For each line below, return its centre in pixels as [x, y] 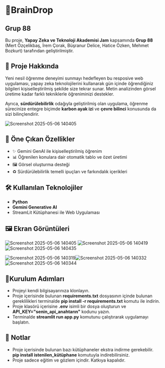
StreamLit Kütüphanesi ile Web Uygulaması [56, 213]
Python [20, 202]
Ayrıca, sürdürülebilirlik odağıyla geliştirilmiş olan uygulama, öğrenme [77, 103]
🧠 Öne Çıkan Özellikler [40, 139]
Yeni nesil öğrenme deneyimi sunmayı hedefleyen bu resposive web [74, 78]
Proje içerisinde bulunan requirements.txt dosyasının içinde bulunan [82, 296]
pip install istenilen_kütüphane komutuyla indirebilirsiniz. [71, 355]
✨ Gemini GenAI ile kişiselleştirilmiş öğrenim [57, 151]
